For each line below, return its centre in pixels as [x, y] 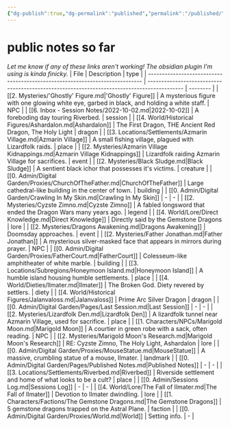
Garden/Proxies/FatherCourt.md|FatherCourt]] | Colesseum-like [97, 256]
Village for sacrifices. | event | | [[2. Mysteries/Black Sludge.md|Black [105, 161]
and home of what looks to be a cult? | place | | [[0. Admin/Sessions [103, 379]
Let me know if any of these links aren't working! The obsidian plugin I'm [110, 66]
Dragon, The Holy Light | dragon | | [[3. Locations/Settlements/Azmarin [107, 132]
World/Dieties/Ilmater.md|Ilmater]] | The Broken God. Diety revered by [105, 284]
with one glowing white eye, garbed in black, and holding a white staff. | [108, 103]
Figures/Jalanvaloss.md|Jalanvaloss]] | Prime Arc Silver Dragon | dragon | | [113, 300]
